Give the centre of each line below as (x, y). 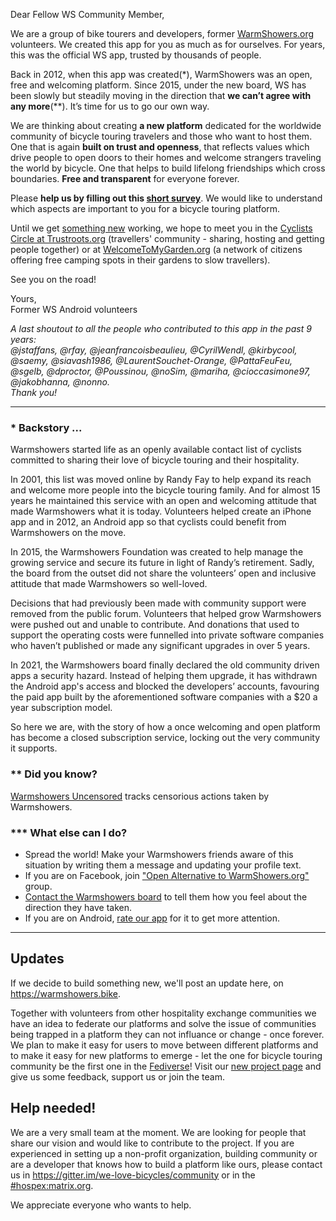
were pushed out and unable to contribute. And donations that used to (155, 625)
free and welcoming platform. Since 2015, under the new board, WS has (158, 85)
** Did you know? (54, 774)
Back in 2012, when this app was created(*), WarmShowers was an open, (161, 74)
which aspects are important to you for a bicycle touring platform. (145, 208)
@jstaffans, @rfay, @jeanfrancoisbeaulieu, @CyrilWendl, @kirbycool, (154, 350)
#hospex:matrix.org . (52, 1185)
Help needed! (53, 1108)
